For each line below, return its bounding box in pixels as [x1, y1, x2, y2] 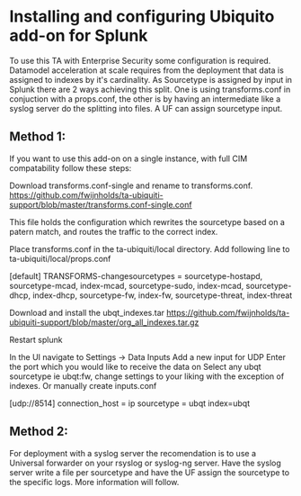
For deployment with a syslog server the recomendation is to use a [9, 447, 256, 458]
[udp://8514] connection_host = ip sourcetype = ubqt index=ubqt [9, 398, 250, 409]
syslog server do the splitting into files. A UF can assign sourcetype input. [9, 103, 283, 113]
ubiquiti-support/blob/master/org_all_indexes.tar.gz [9, 317, 199, 328]
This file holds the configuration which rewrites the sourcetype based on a [9, 216, 286, 227]
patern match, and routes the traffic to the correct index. [9, 226, 218, 237]
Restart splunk [9, 334, 63, 345]
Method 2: [9, 424, 69, 439]
